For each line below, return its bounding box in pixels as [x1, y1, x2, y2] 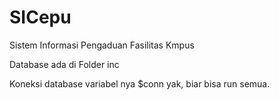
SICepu [9, 6, 72, 29]
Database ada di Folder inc [9, 58, 120, 70]
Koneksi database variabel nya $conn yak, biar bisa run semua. [9, 77, 271, 90]
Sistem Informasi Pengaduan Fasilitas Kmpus [9, 39, 195, 51]
